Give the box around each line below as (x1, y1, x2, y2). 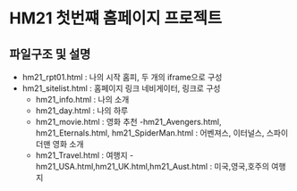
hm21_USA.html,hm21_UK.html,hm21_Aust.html (35, 162, 208, 171)
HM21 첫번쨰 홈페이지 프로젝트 (9, 8, 222, 29)
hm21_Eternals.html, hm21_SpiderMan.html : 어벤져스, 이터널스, (35, 128, 265, 138)
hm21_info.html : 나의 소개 (35, 95, 130, 104)
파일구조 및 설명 (9, 46, 91, 62)
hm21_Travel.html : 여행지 (35, 150, 128, 161)
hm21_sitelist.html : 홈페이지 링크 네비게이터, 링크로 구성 (21, 83, 221, 94)
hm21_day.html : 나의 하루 (35, 105, 129, 116)
